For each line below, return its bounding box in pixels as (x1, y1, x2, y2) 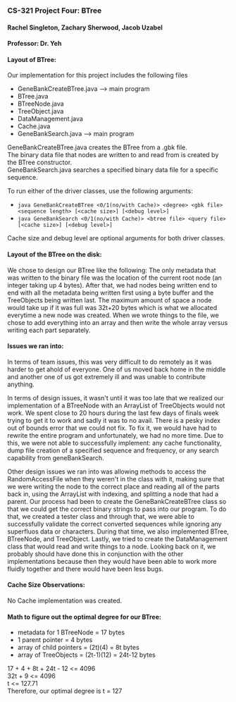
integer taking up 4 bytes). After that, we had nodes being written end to (7, 281, 218, 289)
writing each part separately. (7, 326, 91, 334)
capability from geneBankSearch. (7, 453, 104, 462)
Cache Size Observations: (7, 581, 86, 589)
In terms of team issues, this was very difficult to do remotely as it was (7, 357, 212, 366)
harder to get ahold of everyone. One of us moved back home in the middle (7, 365, 226, 374)
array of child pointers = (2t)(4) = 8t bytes (17, 643, 139, 652)
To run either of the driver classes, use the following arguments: (7, 187, 193, 195)
